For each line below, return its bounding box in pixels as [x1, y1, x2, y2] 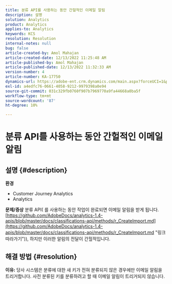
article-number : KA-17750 [5, 74, 60, 79]
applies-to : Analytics [5, 27, 54, 32]
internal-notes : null [5, 41, 52, 46]
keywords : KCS [5, 31, 36, 36]
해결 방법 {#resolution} [5, 252, 77, 261]
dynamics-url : [5, 79, 36, 84]
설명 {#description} [5, 166, 68, 174]
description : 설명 [5, 12, 42, 17]
